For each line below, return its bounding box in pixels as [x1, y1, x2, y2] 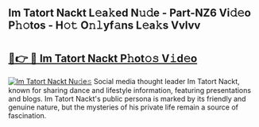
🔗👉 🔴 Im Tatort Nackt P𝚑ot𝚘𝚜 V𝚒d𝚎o [8, 52, 198, 65]
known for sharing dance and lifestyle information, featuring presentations [8, 86, 252, 94]
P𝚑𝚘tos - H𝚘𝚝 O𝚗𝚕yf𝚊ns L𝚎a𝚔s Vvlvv [8, 19, 201, 33]
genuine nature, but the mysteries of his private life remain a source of [8, 102, 238, 112]
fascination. [8, 111, 47, 120]
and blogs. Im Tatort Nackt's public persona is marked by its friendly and [8, 94, 246, 103]
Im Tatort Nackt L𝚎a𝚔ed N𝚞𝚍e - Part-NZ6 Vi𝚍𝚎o [8, 6, 252, 20]
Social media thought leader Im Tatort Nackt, [93, 77, 240, 86]
